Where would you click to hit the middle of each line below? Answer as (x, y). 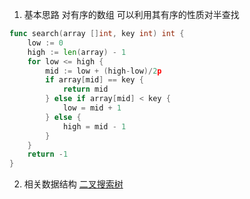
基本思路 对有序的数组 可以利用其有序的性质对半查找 (131, 14)
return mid (85, 89)
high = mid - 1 (94, 126)
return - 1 (48, 154)
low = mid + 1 (92, 108)
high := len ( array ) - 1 (77, 52)
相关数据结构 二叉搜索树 (73, 184)
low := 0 (45, 43)
